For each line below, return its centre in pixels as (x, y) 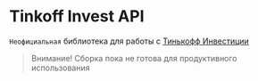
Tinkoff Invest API (77, 16)
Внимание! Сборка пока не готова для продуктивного (134, 58)
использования (60, 68)
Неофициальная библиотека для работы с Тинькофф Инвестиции (129, 41)
